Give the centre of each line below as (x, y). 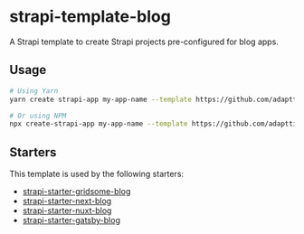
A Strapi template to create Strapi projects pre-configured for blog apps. (144, 42)
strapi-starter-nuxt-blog (67, 211)
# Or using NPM (38, 116)
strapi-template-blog (90, 17)
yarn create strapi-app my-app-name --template (101, 99)
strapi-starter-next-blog (67, 201)
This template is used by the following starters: (96, 174)
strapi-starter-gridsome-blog (76, 192)
